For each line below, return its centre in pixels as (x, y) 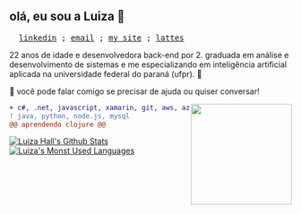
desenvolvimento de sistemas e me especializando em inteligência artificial (148, 64)
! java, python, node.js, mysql (69, 116)
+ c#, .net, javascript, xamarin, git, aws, (94, 107)
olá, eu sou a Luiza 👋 (67, 17)
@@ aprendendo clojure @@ (57, 124)
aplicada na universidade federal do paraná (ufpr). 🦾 (106, 73)
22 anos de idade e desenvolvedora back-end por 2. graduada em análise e (149, 55)
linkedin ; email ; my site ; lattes (101, 38)
